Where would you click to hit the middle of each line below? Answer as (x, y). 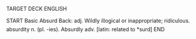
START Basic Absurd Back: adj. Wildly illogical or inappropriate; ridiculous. (98, 21)
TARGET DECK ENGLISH (37, 9)
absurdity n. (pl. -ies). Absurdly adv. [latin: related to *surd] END (86, 29)
